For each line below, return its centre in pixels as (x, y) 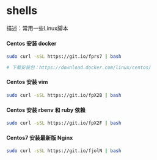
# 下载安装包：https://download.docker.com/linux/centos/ (79, 68)
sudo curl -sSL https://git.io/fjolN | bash (64, 151)
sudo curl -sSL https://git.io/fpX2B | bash (64, 96)
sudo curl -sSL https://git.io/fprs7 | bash (64, 57)
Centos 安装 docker (31, 43)
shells (22, 11)
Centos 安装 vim (27, 82)
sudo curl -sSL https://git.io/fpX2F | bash (64, 123)
